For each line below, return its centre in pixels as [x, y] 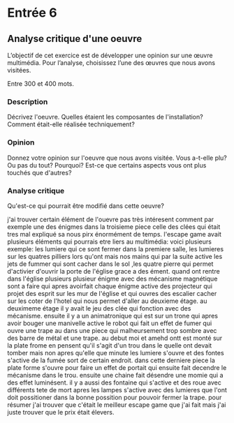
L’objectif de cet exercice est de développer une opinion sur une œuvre [110, 55]
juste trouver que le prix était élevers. [61, 412]
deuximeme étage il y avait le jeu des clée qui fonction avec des [99, 308]
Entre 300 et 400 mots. [41, 84]
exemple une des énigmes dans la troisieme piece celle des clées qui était [114, 227]
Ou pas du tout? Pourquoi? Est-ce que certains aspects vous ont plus [107, 165]
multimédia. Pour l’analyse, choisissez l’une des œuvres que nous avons [111, 63]
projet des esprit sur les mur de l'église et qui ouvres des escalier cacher [112, 293]
